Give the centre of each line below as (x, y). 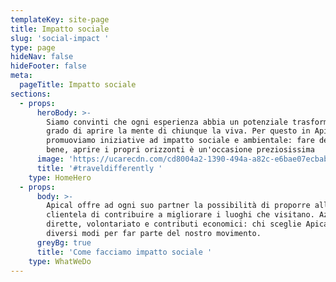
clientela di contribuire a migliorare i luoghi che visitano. (180, 215)
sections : (31, 94)
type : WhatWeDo (60, 261)
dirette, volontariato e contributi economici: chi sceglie (174, 224)
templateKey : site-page (60, 19)
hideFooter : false (48, 66)
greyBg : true (64, 242)
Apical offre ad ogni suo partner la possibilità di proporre (178, 206)
